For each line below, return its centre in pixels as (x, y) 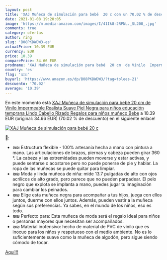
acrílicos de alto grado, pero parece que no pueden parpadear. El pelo (84, 179)
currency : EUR (20, 51)
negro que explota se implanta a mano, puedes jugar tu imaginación (82, 184)
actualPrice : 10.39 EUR (30, 47)
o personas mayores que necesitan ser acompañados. (68, 221)
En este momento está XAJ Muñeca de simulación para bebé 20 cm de (78, 102)
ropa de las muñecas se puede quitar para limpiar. (64, 168)
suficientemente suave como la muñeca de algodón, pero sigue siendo (85, 237)
